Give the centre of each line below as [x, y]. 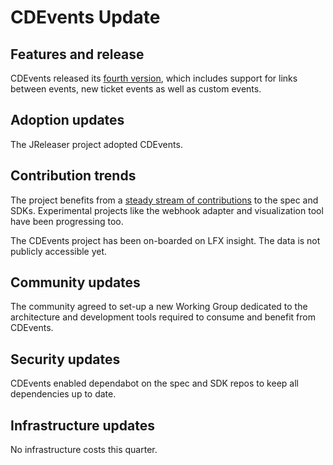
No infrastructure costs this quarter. [84, 450]
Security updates [65, 359]
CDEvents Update [85, 17]
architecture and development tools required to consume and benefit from [163, 317]
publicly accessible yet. [59, 251]
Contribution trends [73, 176]
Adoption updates [67, 120]
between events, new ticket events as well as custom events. [136, 89]
